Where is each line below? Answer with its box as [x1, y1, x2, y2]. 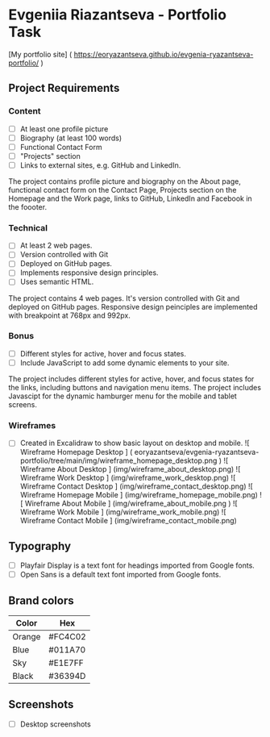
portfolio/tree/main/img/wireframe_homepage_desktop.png [19, 456, 218, 465]
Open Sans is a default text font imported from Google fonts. [19, 570, 222, 580]
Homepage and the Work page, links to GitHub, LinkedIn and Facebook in [8, 194, 252, 203]
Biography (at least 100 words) [19, 133, 123, 143]
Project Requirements [8, 81, 120, 95]
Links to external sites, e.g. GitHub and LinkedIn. [19, 160, 181, 170]
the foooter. [8, 202, 47, 211]
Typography [8, 539, 71, 553]
